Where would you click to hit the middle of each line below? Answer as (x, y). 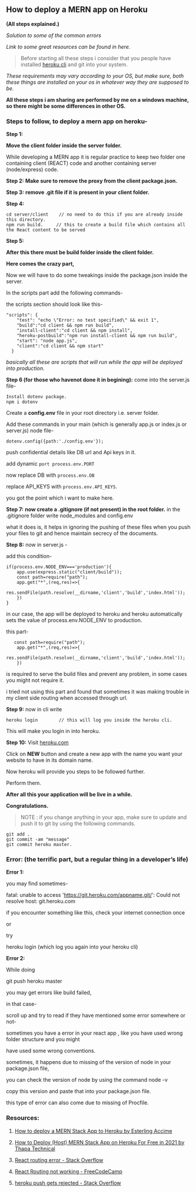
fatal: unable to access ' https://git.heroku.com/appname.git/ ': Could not (93, 895)
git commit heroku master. (39, 845)
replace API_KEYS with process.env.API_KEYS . (62, 487)
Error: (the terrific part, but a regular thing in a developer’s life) (97, 860)
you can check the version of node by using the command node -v (87, 1080)
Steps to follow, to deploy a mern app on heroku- (77, 121)
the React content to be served (46, 230)
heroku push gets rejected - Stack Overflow (68, 1183)
